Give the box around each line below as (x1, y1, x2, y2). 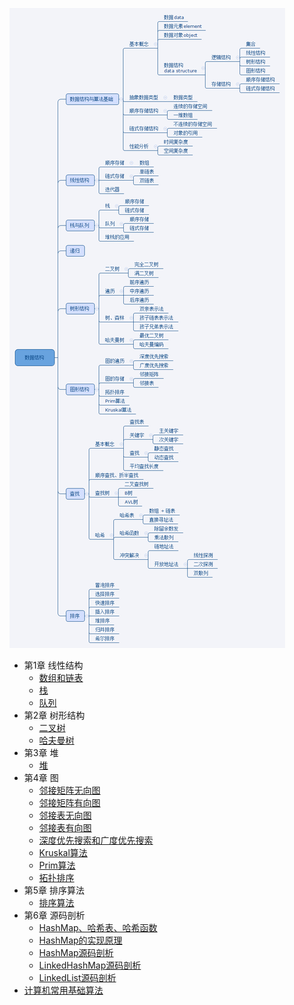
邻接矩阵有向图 (38, 797, 101, 808)
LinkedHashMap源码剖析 (38, 959, 142, 971)
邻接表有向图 (38, 822, 92, 833)
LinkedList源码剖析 (38, 972, 117, 983)
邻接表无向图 (38, 809, 92, 821)
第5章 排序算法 (23, 884, 86, 896)
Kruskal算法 (38, 847, 88, 858)
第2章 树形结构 (23, 709, 86, 721)
